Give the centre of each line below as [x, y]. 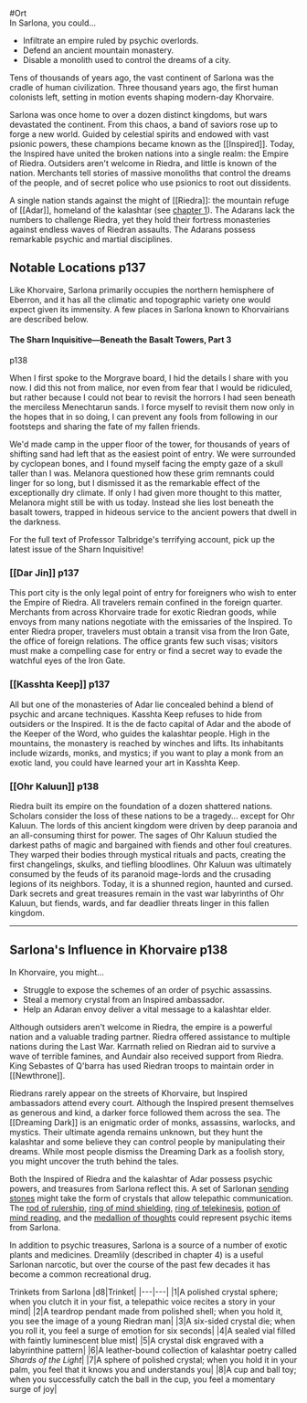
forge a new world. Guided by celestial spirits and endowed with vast [139, 134]
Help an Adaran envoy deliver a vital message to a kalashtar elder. [147, 1009]
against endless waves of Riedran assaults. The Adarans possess [132, 229]
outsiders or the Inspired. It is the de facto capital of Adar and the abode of [150, 723]
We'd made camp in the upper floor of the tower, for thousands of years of [150, 444]
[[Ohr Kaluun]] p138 [54, 786]
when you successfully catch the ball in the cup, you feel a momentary [143, 1379]
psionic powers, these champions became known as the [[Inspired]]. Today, [152, 144]
